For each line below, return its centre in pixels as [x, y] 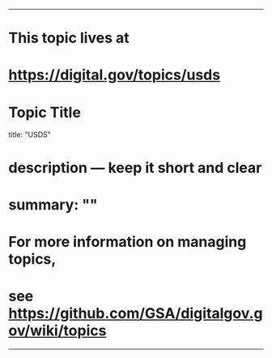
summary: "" [53, 205]
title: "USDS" [30, 135]
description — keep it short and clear [135, 168]
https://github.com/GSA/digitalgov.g [136, 314]
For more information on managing [127, 242]
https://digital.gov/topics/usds [115, 75]
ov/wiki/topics [57, 331]
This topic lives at [69, 38]
